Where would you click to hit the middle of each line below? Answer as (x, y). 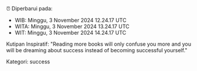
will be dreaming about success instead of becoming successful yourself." (97, 50)
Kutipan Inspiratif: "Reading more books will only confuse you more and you (99, 44)
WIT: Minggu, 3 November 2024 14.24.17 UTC (70, 33)
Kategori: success (28, 62)
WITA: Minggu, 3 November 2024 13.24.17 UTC (72, 26)
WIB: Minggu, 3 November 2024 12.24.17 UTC (70, 20)
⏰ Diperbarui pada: (30, 9)
